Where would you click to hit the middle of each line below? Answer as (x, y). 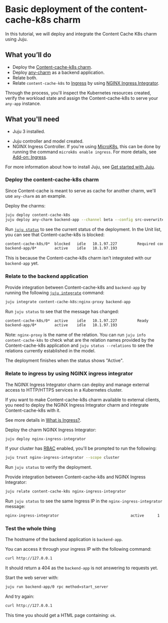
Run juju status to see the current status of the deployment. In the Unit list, (83, 229)
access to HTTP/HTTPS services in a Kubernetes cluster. (64, 390)
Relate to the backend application (47, 276)
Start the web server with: (32, 578)
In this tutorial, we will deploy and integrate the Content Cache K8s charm (81, 34)
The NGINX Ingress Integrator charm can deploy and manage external (77, 385)
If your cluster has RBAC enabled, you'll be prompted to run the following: (81, 448)
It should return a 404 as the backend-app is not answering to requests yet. (82, 568)
